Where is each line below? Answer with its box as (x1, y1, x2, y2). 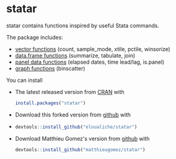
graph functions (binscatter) (15, 64, 86, 72)
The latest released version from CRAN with (15, 88, 125, 95)
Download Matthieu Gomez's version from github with (15, 135, 150, 142)
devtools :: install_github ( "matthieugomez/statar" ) (15, 146, 146, 153)
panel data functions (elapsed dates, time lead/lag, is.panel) (15, 58, 165, 66)
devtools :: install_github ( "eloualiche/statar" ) (15, 124, 138, 130)
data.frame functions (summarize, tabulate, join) (15, 52, 135, 59)
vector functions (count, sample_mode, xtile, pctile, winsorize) (15, 45, 171, 53)
